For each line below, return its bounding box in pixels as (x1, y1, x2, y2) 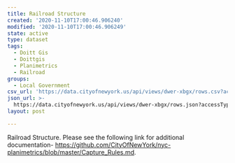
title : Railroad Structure (7, 10, 86, 17)
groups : (7, 75, 30, 83)
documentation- (7, 141, 54, 149)
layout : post (7, 108, 45, 115)
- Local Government (13, 82, 71, 89)
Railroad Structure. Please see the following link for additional (7, 133, 185, 141)
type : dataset (7, 36, 49, 43)
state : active (7, 29, 49, 37)
